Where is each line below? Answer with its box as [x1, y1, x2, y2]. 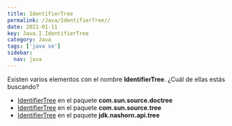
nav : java [13, 56, 42, 63]
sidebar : [7, 50, 33, 57]
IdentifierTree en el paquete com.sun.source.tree [17, 103, 162, 112]
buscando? [7, 82, 40, 91]
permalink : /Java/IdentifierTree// [7, 17, 111, 24]
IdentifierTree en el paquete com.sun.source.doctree [17, 96, 173, 104]
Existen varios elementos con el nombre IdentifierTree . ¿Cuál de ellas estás [7, 75, 226, 83]
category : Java [7, 36, 52, 43]
